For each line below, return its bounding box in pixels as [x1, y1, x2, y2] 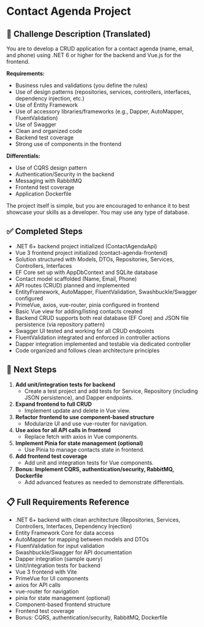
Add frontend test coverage [15, 452, 88, 460]
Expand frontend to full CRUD [15, 400, 92, 408]
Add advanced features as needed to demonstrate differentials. [24, 478, 185, 485]
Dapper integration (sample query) [15, 555, 103, 563]
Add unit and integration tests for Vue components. [24, 458, 154, 466]
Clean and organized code [15, 127, 83, 134]
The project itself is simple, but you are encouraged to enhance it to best [6, 202, 190, 209]
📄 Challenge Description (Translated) [6, 29, 151, 39]
